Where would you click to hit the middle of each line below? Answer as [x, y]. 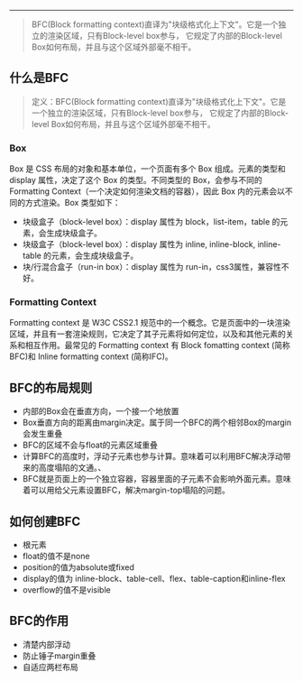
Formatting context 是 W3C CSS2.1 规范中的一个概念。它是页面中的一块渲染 [150, 323]
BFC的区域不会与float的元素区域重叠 [90, 445]
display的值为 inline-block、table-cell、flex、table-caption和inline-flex [154, 579]
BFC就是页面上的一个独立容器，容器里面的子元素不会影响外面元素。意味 [156, 479]
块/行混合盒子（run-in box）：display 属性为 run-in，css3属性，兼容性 [152, 267]
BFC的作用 [39, 621]
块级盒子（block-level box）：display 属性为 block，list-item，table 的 [151, 222]
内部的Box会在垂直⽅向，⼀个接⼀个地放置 [101, 411]
